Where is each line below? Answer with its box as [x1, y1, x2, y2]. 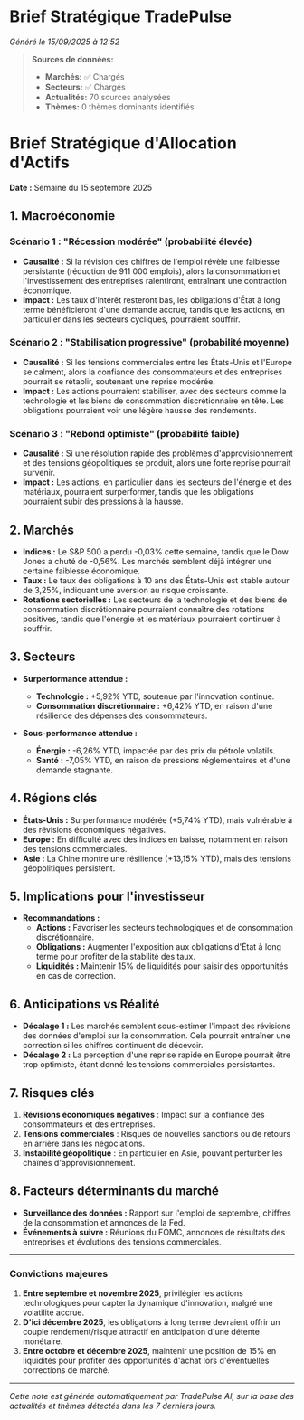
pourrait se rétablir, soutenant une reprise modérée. [22, 375, 215, 386]
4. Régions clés [9, 790, 98, 806]
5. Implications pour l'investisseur [9, 888, 205, 904]
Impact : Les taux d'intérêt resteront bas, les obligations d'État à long [22, 294, 280, 305]
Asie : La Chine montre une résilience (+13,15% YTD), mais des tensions [22, 853, 292, 864]
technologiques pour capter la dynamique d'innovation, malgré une [22, 1298, 273, 1309]
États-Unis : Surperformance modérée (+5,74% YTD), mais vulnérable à [22, 814, 293, 825]
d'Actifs [9, 152, 70, 173]
